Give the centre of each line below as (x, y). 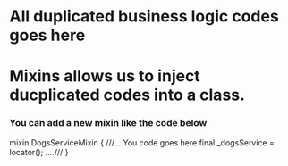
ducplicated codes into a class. (127, 95)
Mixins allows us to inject (105, 76)
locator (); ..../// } (39, 152)
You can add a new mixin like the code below (108, 123)
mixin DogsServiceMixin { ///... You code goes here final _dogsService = (142, 142)
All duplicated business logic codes (144, 17)
